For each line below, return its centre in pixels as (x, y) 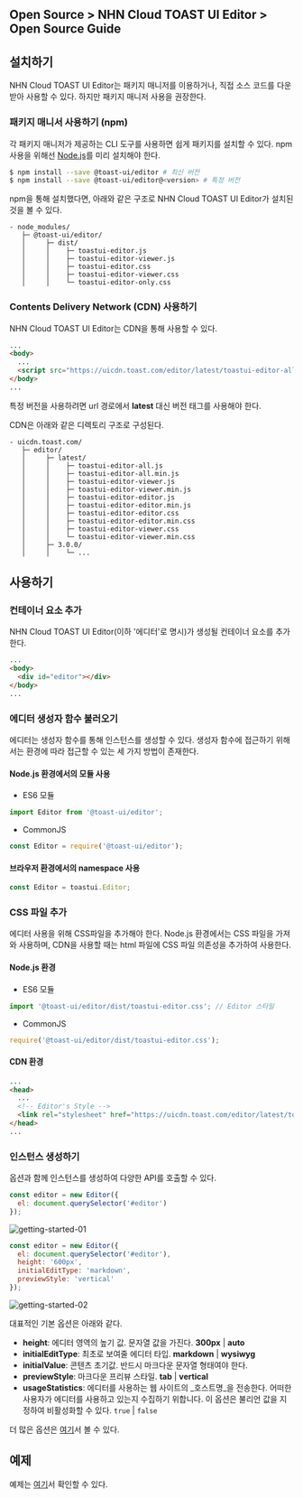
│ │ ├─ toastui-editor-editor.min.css (108, 521)
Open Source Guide (65, 29)
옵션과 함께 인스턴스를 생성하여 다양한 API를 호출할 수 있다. (113, 1178)
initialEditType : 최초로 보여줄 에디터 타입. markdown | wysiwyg (139, 1354)
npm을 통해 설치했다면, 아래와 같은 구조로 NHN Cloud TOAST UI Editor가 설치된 (151, 199)
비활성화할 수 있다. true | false (102, 1410)
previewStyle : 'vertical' (66, 1279)
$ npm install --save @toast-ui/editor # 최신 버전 (105, 172)
